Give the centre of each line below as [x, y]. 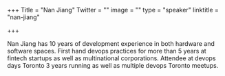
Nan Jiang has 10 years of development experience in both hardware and [111, 43]
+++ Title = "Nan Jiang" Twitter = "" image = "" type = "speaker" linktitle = [113, 10]
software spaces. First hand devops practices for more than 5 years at [107, 51]
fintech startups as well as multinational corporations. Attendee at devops [111, 58]
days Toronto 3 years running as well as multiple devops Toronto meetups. [113, 65]
